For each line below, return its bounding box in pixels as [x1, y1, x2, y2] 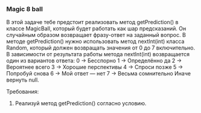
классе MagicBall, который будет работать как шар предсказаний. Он [6, 25, 187, 32]
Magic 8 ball [6, 5, 43, 13]
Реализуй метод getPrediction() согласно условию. [14, 100, 147, 107]
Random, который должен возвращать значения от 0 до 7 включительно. [6, 44, 195, 51]
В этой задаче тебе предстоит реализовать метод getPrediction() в [6, 19, 179, 26]
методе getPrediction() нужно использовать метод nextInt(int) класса [6, 38, 185, 45]
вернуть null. [6, 76, 39, 83]
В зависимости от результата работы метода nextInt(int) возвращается [6, 51, 190, 58]
